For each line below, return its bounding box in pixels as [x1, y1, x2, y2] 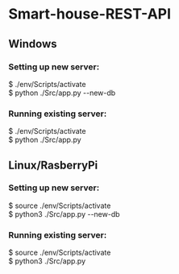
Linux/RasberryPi [8, 158, 98, 172]
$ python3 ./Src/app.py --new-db [8, 209, 120, 218]
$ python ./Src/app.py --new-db [8, 88, 116, 98]
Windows [8, 37, 57, 51]
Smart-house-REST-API [8, 5, 172, 23]
